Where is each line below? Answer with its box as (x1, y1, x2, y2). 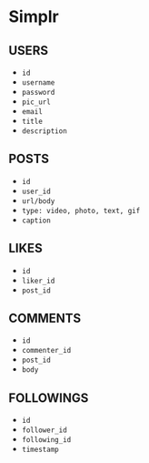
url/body (21, 196, 55, 206)
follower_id (21, 426, 67, 435)
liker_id (21, 276, 55, 285)
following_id (21, 436, 72, 445)
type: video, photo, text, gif (21, 206, 141, 215)
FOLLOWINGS (8, 390, 89, 406)
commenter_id (21, 346, 72, 355)
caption (21, 216, 51, 225)
